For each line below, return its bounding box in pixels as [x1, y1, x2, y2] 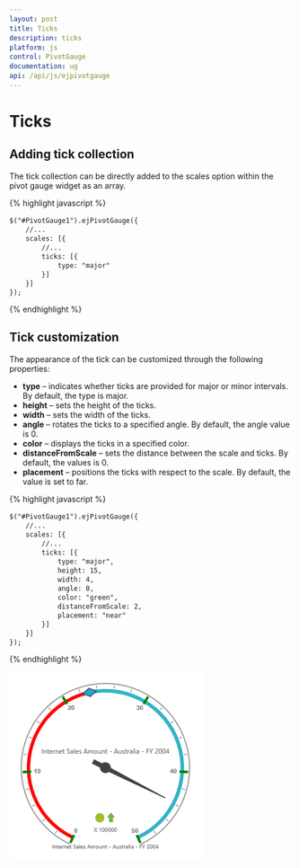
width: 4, [57, 575, 94, 584]
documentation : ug [9, 62, 78, 71]
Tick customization [9, 330, 119, 345]
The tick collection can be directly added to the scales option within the [9, 171, 274, 182]
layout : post [9, 14, 58, 23]
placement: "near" [57, 611, 127, 620]
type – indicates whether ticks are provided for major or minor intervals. [22, 380, 289, 391]
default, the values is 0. [22, 456, 110, 467]
